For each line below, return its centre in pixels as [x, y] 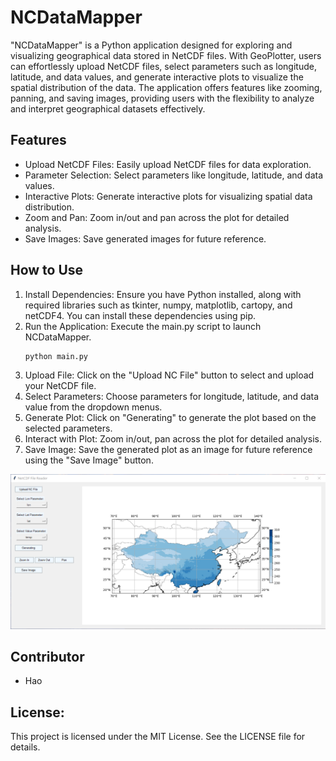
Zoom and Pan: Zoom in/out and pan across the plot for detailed [157, 217]
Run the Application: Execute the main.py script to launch [143, 326]
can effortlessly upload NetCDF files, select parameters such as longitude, [163, 66]
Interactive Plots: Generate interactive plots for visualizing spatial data [168, 196]
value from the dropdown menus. [93, 407]
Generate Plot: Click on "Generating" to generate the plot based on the [170, 417]
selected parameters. [68, 428]
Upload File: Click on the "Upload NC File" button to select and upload [169, 375]
